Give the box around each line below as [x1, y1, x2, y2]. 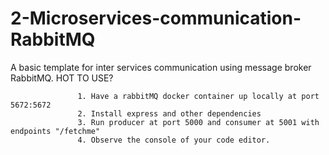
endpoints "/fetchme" [10, 126, 101, 136]
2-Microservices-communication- [10, 7, 302, 30]
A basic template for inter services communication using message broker [10, 61, 312, 73]
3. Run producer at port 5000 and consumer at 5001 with [77, 117, 320, 127]
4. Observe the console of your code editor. [77, 135, 271, 145]
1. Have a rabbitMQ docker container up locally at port [77, 91, 320, 101]
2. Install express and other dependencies [77, 108, 262, 119]
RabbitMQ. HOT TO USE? [10, 72, 114, 84]
